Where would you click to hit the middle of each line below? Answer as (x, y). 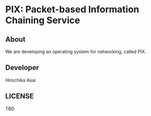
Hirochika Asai (20, 80)
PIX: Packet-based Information (72, 9)
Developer (22, 68)
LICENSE (20, 96)
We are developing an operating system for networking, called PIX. (76, 52)
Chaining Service (43, 20)
